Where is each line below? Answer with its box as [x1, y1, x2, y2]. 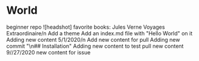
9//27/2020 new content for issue [6, 48, 91, 56]
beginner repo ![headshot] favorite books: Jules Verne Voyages [6, 23, 165, 30]
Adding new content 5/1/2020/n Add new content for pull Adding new [6, 36, 180, 43]
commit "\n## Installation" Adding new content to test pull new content [6, 42, 184, 50]
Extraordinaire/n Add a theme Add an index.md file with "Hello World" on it [6, 29, 193, 36]
